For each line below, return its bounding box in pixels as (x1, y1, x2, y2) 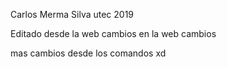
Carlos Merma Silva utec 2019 (10, 9, 135, 20)
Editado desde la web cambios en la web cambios (10, 28, 217, 39)
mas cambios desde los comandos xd (10, 47, 167, 59)
